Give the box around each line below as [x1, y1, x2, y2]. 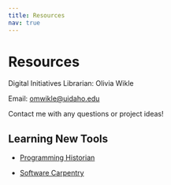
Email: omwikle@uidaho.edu [8, 94, 100, 103]
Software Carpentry [19, 168, 84, 178]
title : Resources [8, 11, 65, 20]
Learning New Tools [8, 131, 109, 146]
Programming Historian [19, 153, 95, 162]
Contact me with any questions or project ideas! [8, 109, 164, 119]
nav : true [8, 19, 41, 27]
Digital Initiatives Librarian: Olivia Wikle [8, 79, 134, 88]
